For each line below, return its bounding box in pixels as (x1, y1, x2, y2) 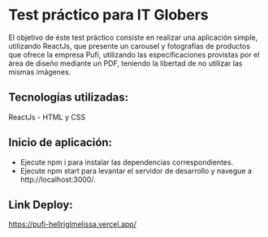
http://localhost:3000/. (19, 175, 96, 184)
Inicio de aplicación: (8, 136, 112, 149)
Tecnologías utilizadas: (8, 91, 128, 105)
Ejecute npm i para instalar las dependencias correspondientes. (19, 157, 234, 167)
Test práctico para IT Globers (8, 6, 209, 24)
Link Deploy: (8, 197, 73, 212)
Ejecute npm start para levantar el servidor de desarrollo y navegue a (19, 166, 253, 175)
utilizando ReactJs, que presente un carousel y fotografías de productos (8, 41, 250, 50)
